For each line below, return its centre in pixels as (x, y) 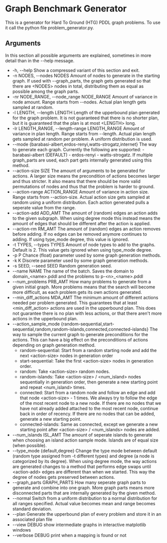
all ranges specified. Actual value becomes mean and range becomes (84, 503)
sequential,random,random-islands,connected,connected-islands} (81, 329)
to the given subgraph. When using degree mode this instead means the (86, 218)
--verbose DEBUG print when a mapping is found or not (69, 535)
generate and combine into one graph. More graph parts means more (83, 487)
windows (22, 530)
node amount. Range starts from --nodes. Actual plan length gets (79, 102)
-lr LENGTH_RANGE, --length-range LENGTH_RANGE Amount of (79, 128)
